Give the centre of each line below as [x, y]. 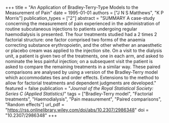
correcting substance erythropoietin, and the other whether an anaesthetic [84, 45]
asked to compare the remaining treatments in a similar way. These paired [83, 67]
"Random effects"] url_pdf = [35, 104]
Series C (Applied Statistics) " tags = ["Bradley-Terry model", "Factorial [79, 94]
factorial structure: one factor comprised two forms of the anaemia [75, 40]
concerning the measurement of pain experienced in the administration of [83, 23]
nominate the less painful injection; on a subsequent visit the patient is [79, 61]
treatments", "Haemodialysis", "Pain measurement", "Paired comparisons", [83, 99]
